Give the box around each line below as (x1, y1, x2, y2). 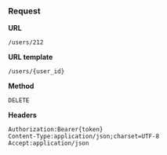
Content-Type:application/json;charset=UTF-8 (8, 132, 159, 141)
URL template (8, 53, 53, 62)
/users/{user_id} (8, 68, 65, 76)
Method (8, 81, 34, 91)
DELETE (8, 97, 30, 105)
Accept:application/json (8, 139, 89, 147)
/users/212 (8, 39, 44, 46)
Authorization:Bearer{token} (8, 126, 103, 134)
